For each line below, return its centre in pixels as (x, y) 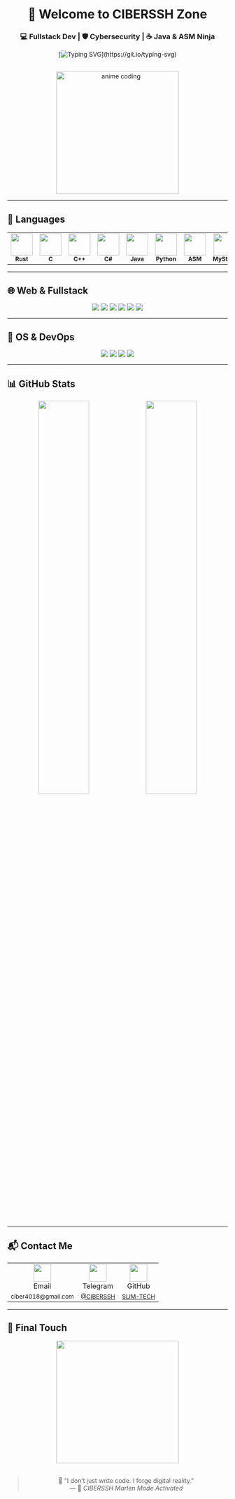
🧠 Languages (36, 219)
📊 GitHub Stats (41, 384)
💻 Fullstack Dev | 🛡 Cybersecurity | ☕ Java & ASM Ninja (117, 36)
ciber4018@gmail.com (42, 1296)
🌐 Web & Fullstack (48, 290)
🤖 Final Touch (37, 1328)
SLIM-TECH (139, 1296)
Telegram (98, 1286)
